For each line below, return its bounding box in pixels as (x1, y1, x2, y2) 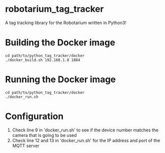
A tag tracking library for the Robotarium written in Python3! (5, 20, 127, 26)
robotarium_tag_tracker (5, 3, 104, 15)
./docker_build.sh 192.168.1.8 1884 (5, 58, 80, 62)
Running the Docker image (5, 74, 116, 85)
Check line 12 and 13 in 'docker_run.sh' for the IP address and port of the (12, 137, 161, 143)
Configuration (5, 111, 64, 122)
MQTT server (12, 143, 39, 149)
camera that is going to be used (12, 132, 77, 138)
